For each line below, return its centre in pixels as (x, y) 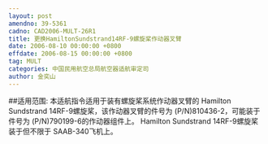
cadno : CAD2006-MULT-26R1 (52, 31)
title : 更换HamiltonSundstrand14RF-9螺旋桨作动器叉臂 (95, 39)
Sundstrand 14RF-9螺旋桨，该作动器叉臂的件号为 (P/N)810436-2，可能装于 (134, 111)
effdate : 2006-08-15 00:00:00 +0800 (70, 54)
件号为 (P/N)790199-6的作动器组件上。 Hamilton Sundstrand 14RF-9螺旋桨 (133, 121)
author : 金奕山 (32, 76)
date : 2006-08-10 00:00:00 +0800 (65, 46)
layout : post (30, 16)
